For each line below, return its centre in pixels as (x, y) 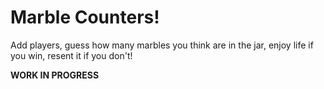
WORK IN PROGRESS (55, 75)
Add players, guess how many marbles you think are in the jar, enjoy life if (162, 45)
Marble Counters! (85, 17)
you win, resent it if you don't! (71, 55)
